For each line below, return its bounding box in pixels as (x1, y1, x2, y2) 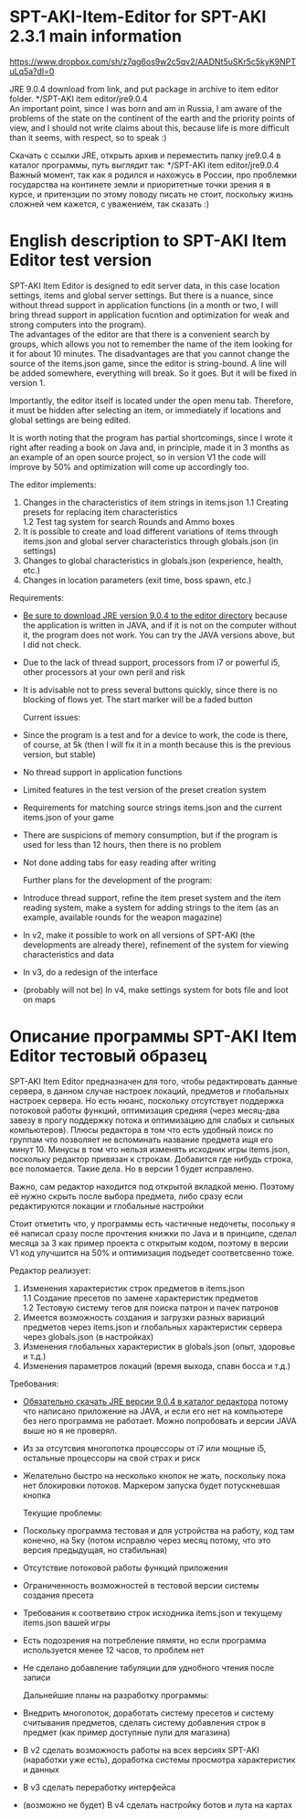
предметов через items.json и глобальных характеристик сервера (22, 1321, 283, 1332)
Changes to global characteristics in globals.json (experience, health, (22, 555, 284, 566)
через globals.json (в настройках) (22, 1331, 154, 1342)
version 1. (9, 377, 46, 388)
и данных (22, 1763, 59, 1775)
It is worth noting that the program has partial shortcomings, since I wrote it (9, 432, 293, 443)
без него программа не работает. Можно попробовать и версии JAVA (22, 1415, 297, 1426)
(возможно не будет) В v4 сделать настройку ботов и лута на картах (22, 1799, 293, 1810)
